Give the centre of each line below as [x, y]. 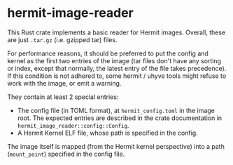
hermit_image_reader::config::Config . [73, 125]
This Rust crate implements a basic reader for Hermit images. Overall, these [116, 32]
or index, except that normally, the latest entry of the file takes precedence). [117, 68]
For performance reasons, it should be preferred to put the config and [108, 53]
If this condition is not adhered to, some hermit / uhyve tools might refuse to [117, 76]
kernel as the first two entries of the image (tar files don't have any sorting [114, 60]
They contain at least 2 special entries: [63, 97]
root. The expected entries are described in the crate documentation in [120, 118]
